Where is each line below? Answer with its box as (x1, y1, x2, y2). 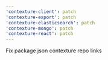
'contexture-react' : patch (5, 31, 74, 37)
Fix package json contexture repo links (5, 47, 102, 54)
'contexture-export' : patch (5, 14, 77, 20)
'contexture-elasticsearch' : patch (5, 20, 95, 26)
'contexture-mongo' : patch (5, 25, 74, 31)
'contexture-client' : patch (5, 8, 77, 15)
